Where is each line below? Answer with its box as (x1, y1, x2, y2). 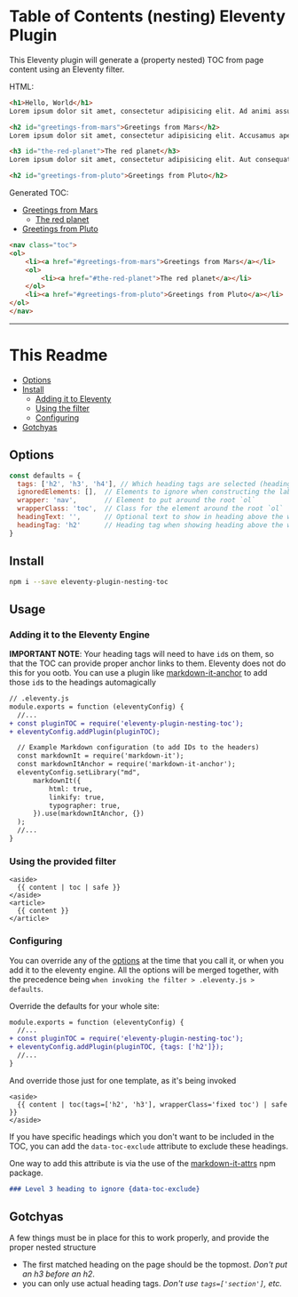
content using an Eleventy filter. (9, 64, 125, 75)
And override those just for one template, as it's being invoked (9, 1075, 237, 1085)
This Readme (9, 345, 108, 365)
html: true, (48, 784, 93, 793)
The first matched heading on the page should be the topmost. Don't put (21, 1260, 288, 1270)
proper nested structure (9, 1242, 97, 1253)
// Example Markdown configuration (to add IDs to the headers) (17, 743, 260, 752)
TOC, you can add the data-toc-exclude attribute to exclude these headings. (9, 1141, 289, 1151)
